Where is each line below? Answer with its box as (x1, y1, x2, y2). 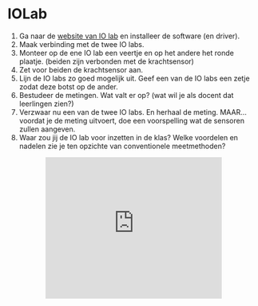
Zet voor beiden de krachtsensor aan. (18, 65, 143, 74)
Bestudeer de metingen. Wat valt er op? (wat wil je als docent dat (18, 90, 234, 100)
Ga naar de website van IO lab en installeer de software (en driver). (18, 31, 240, 41)
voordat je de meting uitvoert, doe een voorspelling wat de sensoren (18, 116, 245, 125)
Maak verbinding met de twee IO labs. (18, 39, 145, 49)
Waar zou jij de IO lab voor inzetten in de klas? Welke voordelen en (18, 132, 239, 142)
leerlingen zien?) (18, 99, 74, 108)
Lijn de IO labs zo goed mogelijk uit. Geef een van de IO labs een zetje (18, 73, 250, 83)
